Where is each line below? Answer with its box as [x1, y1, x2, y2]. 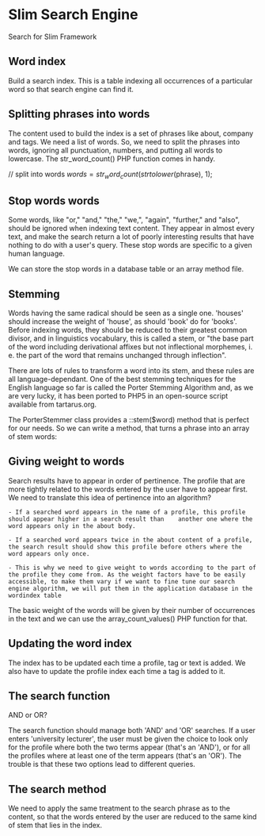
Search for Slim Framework [8, 32, 97, 41]
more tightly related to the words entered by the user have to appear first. [8, 484, 248, 494]
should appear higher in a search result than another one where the [8, 514, 253, 523]
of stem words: [8, 431, 58, 441]
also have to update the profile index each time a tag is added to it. [8, 666, 225, 676]
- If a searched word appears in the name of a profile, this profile [8, 508, 246, 516]
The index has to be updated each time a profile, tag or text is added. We [8, 657, 247, 668]
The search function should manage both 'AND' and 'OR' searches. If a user [8, 726, 256, 735]
